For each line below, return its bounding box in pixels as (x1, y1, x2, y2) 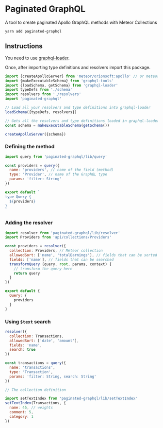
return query (14, 271, 40, 275)
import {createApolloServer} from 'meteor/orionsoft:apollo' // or (5, 74, 145, 79)
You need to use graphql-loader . (5, 55, 70, 61)
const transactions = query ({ (5, 360, 66, 365)
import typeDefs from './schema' (5, 87, 73, 92)
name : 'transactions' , (9, 365, 55, 370)
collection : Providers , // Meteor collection (9, 248, 103, 253)
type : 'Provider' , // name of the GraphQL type (9, 172, 108, 177)
